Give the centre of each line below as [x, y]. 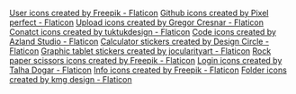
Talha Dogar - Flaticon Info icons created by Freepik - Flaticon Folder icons [148, 70]
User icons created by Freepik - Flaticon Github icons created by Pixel [139, 13]
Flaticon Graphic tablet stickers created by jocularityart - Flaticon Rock [140, 51]
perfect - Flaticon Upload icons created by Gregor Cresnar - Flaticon [136, 22]
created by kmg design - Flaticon [71, 79]
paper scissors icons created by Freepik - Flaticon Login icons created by [146, 60]
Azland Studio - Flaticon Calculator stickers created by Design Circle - [139, 41]
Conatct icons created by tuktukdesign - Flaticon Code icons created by [143, 32]
